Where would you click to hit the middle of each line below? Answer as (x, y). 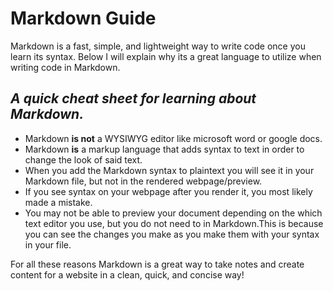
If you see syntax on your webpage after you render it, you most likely (168, 191)
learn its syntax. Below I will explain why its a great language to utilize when (166, 56)
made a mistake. (58, 202)
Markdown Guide (83, 18)
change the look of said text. (83, 159)
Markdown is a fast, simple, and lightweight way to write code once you (158, 46)
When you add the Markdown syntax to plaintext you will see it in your (169, 170)
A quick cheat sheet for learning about (133, 98)
